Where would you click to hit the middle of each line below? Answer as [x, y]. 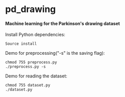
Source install [21, 44]
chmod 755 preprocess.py [31, 62]
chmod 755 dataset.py [28, 85]
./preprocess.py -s [26, 67]
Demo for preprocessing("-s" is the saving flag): [55, 53]
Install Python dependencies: [35, 35]
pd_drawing [31, 9]
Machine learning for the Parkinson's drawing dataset [63, 23]
